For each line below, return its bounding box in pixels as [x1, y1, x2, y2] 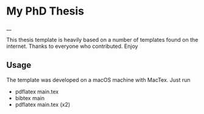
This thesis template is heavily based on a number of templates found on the [6, 36, 199, 43]
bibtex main [15, 94, 44, 101]
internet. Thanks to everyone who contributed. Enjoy [6, 42, 138, 50]
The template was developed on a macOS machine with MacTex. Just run [6, 76, 191, 83]
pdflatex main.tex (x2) [15, 101, 71, 108]
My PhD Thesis [6, 4, 85, 18]
